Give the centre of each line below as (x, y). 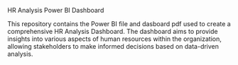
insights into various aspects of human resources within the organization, (114, 39)
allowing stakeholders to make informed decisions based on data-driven (113, 46)
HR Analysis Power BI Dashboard (56, 10)
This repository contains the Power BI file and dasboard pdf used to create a (119, 24)
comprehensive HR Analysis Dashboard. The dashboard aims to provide (113, 31)
